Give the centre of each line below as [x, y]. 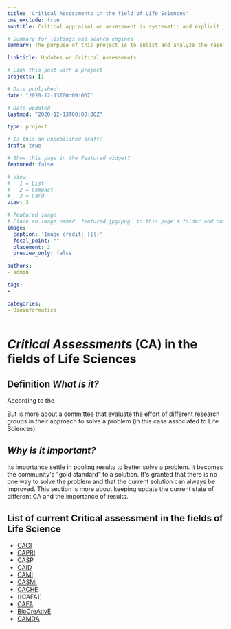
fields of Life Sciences [72, 359]
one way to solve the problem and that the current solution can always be [111, 482]
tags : [15, 285]
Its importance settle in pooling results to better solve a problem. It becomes [115, 467]
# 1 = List [26, 183]
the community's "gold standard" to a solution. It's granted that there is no [112, 475]
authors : [20, 266]
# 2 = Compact [30, 190]
